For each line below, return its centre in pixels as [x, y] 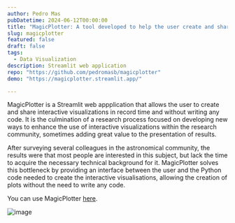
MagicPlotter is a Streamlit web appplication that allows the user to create [113, 105]
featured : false [31, 40]
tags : [15, 53]
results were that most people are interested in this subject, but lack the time [117, 155]
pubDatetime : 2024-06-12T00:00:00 [58, 20]
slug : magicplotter [36, 33]
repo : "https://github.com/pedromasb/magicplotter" [84, 72]
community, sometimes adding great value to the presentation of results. [112, 134]
